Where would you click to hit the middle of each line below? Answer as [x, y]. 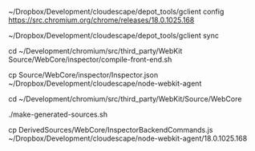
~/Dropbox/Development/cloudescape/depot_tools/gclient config [116, 12]
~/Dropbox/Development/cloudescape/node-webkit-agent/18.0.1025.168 [128, 138]
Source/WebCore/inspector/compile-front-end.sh [90, 60]
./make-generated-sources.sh [58, 114]
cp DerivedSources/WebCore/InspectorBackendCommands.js [111, 130]
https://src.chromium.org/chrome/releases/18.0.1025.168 [101, 20]
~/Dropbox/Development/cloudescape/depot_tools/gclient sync [113, 36]
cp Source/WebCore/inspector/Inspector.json [83, 75]
